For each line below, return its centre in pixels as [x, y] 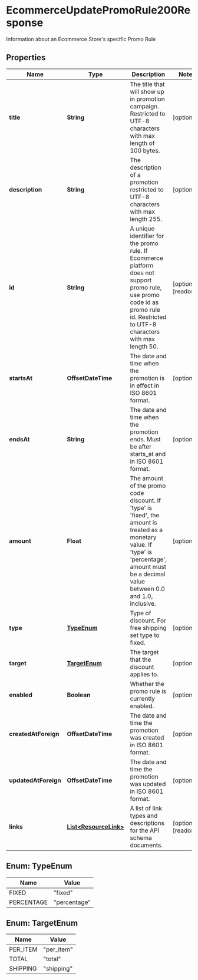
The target [144, 652]
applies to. [144, 674]
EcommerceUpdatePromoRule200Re [98, 10]
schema [141, 837]
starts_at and [148, 454]
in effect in [145, 385]
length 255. [146, 219]
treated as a [146, 530]
